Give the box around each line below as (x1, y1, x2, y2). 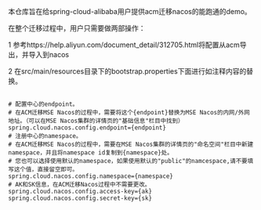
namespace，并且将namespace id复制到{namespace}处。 (8, 149, 174, 157)
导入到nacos (28, 50, 69, 59)
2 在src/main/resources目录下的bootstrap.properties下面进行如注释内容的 (8, 67, 247, 76)
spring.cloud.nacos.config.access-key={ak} (8, 187, 153, 195)
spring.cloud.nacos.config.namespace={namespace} (8, 172, 174, 180)
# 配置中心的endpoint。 (8, 100, 78, 108)
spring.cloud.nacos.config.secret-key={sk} (8, 194, 153, 202)
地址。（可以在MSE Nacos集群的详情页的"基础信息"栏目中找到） (8, 117, 184, 125)
